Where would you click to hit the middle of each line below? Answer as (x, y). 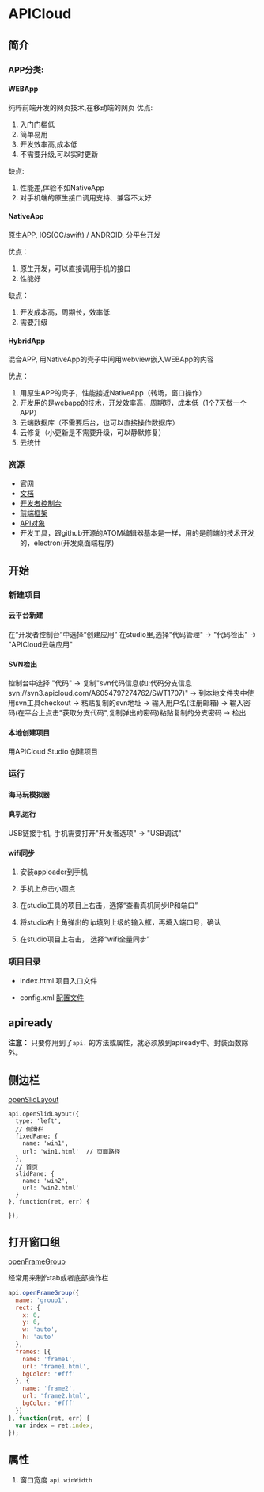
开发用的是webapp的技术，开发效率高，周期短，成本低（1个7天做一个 (133, 403)
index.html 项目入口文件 (58, 980)
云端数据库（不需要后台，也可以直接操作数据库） (99, 423)
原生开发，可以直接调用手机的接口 (75, 268)
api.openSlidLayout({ (44, 1114)
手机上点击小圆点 (47, 889)
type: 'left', (38, 1121)
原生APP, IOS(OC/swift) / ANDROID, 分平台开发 (85, 235)
